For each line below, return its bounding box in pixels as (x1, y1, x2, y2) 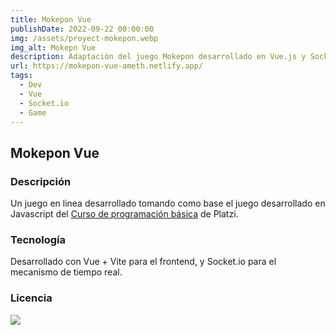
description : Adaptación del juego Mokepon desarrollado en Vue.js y (10, 52, 307, 62)
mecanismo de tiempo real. (10, 266, 123, 278)
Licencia (10, 291, 53, 305)
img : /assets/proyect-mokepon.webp (10, 33, 159, 43)
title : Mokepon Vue (10, 14, 92, 25)
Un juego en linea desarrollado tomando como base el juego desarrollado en (10, 197, 326, 210)
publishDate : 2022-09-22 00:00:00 (10, 24, 155, 34)
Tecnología (10, 232, 66, 246)
